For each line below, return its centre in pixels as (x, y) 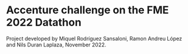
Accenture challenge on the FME (88, 10)
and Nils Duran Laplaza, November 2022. (56, 45)
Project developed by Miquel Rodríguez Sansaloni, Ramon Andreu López (94, 38)
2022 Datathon (44, 22)
